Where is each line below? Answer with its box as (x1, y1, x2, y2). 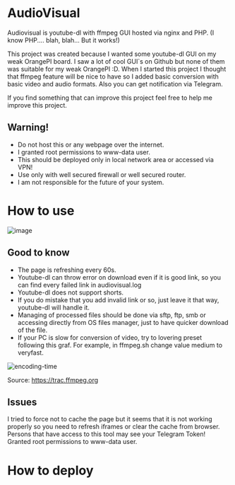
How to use (7, 202, 75, 219)
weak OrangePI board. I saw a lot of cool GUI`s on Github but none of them (7, 57, 225, 65)
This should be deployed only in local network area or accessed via (17, 155, 214, 164)
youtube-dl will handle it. (17, 303, 90, 312)
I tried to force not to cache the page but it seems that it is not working (7, 415, 213, 423)
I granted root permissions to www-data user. (17, 147, 150, 156)
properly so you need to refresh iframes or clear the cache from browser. (7, 423, 220, 431)
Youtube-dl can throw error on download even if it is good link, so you (17, 273, 221, 281)
